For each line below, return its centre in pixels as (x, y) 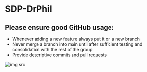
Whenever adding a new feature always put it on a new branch (76, 39)
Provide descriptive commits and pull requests (59, 55)
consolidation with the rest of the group (52, 50)
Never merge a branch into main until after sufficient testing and (77, 44)
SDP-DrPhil (29, 9)
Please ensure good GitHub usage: (60, 27)
